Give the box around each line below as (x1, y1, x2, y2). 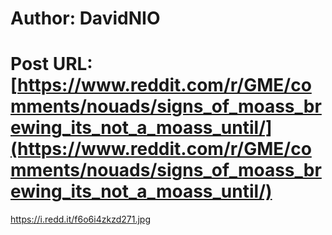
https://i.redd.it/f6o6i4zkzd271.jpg (10, 213, 151, 226)
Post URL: (10, 53, 93, 76)
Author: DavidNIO (10, 7, 161, 30)
